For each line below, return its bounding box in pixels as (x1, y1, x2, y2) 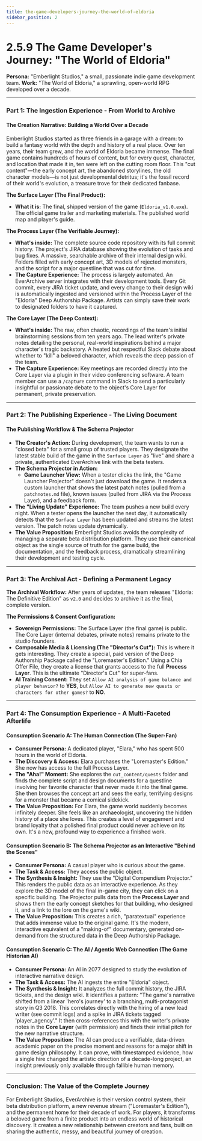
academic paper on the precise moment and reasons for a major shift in (14, 1042, 193, 1050)
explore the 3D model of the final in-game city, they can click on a (14, 887, 179, 894)
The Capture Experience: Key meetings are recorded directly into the (14, 365, 188, 372)
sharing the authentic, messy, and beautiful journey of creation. (6, 1128, 164, 1135)
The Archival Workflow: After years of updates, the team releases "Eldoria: (6, 588, 194, 596)
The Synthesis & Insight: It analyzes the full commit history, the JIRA (14, 985, 186, 992)
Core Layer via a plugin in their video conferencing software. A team (14, 371, 185, 378)
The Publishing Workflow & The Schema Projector (6, 425, 134, 433)
